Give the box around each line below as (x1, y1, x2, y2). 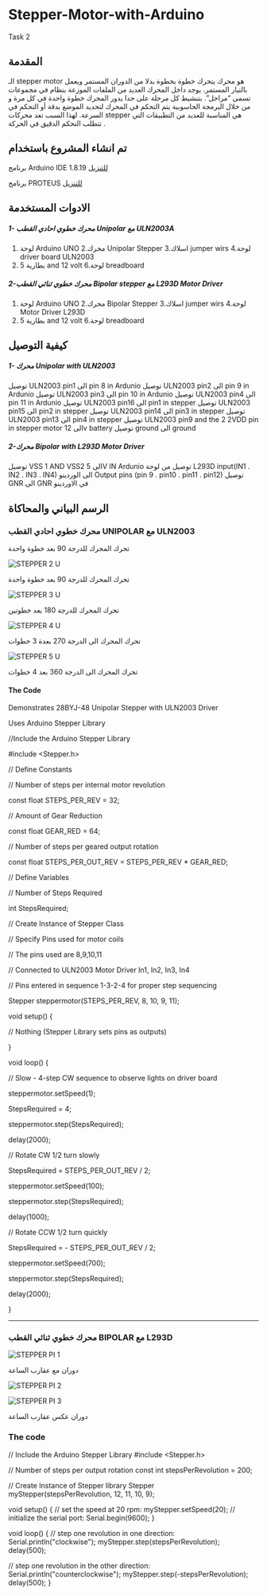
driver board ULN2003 (19, 252, 95, 261)
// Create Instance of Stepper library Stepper (8, 1480, 155, 1490)
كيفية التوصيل (8, 338, 68, 352)
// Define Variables (8, 873, 70, 882)
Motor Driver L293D (19, 307, 86, 316)
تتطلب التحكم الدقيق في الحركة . (8, 118, 106, 128)
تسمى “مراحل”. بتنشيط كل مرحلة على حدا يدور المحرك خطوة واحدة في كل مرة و (8, 93, 251, 103)
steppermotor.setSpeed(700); (8, 1258, 106, 1268)
